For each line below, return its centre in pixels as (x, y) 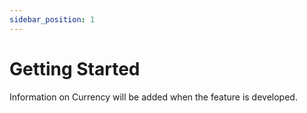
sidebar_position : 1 (52, 19)
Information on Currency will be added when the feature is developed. (153, 97)
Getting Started (75, 68)
